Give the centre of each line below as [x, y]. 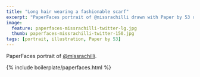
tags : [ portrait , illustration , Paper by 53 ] [63, 39]
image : [14, 23]
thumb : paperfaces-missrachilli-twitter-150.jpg [73, 34]
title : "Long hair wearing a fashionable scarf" [68, 12]
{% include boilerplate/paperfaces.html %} [59, 68]
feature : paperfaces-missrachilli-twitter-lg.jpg [74, 28]
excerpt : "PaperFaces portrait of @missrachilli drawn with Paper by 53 [98, 17]
